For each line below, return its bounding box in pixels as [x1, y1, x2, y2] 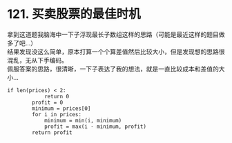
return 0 [43, 93, 70, 100]
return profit [32, 129, 72, 136]
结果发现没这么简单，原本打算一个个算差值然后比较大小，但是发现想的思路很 [7, 47, 225, 56]
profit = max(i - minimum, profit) [43, 123, 147, 130]
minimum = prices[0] [32, 104, 91, 112]
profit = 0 [32, 99, 64, 106]
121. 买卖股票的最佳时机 [7, 6, 141, 22]
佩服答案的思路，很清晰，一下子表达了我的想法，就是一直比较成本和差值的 [7, 65, 219, 73]
